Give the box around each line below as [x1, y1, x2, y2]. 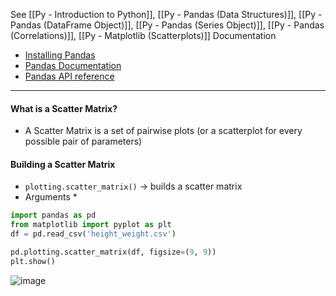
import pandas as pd [10, 210, 97, 221]
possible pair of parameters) [24, 135, 143, 148]
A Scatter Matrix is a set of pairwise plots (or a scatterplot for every [24, 125, 303, 137]
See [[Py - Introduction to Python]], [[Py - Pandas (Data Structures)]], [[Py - [10, 9, 323, 20]
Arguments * [24, 191, 78, 203]
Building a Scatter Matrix [10, 158, 116, 170]
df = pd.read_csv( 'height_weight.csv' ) [10, 229, 177, 239]
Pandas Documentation [24, 60, 122, 71]
